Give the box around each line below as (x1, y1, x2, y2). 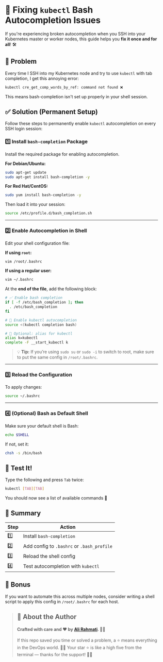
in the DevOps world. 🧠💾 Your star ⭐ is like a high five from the (16, 644, 142, 651)
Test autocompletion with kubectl (23, 563, 99, 570)
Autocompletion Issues (5, 15, 101, 26)
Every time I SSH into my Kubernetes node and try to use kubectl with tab (5, 70, 153, 76)
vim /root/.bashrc (5, 259, 42, 264)
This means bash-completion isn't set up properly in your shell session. (5, 93, 148, 99)
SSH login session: (5, 126, 43, 132)
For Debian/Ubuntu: (5, 161, 46, 166)
